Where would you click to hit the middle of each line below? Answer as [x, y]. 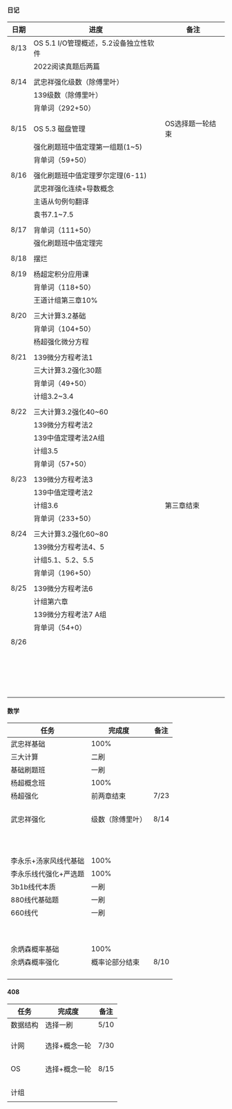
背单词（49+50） [62, 384]
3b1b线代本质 [33, 887]
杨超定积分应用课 [61, 274]
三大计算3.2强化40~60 [71, 412]
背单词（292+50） [64, 108]
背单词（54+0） [60, 628]
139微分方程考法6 [63, 589]
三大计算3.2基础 [60, 316]
